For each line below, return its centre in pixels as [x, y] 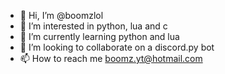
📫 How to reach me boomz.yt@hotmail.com [111, 58]
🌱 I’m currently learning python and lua [99, 36]
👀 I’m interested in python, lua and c [93, 26]
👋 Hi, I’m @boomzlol [61, 15]
